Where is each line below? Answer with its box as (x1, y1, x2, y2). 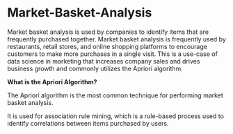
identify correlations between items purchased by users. (7, 119, 169, 127)
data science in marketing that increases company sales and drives (7, 57, 200, 65)
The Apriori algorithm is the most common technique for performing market (7, 91, 224, 99)
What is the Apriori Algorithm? (7, 77, 97, 86)
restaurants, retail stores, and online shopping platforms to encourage (7, 42, 207, 50)
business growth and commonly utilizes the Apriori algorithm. (7, 64, 183, 73)
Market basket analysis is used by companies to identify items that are (7, 28, 209, 36)
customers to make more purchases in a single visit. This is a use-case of (7, 50, 218, 58)
